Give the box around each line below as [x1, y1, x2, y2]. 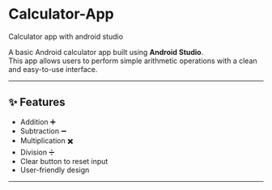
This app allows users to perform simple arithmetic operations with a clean [8, 56, 257, 65]
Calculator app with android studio [8, 32, 124, 41]
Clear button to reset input [19, 156, 108, 166]
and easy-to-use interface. [8, 64, 98, 74]
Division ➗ [19, 147, 55, 157]
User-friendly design [19, 165, 90, 175]
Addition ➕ [19, 116, 57, 126]
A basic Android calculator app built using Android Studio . [8, 47, 204, 57]
